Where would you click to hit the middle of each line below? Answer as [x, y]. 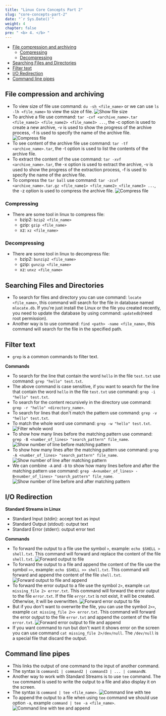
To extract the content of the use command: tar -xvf [67, 159]
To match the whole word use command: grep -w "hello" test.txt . [82, 423]
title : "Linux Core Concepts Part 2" [44, 10]
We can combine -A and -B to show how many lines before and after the [86, 466]
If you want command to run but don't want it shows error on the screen [86, 628]
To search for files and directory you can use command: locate [77, 297]
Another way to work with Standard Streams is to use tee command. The [86, 676]
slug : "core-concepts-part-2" [36, 14]
